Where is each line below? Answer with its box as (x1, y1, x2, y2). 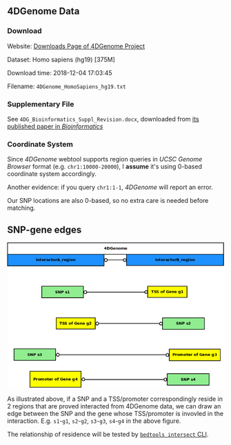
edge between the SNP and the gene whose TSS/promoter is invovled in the (7, 410, 224, 417)
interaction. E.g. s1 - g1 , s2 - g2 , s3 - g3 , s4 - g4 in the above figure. (7, 417, 181, 425)
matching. (7, 204, 36, 212)
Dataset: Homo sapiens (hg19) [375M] (7, 55, 115, 63)
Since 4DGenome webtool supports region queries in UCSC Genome (7, 155, 203, 164)
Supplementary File (7, 99, 74, 109)
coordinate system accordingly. (7, 170, 97, 178)
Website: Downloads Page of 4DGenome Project (7, 41, 145, 50)
